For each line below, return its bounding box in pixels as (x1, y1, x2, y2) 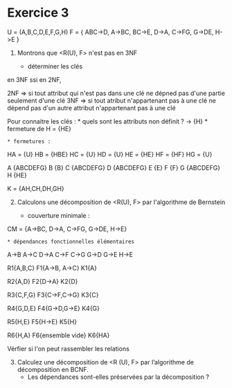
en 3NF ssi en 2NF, (7, 75, 62, 84)
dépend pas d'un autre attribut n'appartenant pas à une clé (7, 103, 176, 112)
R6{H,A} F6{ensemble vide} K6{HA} (7, 331, 110, 339)
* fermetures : (7, 137, 51, 145)
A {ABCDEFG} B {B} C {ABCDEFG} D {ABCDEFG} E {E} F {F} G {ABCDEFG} (7, 163, 220, 171)
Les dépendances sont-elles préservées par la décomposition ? (27, 373, 210, 381)
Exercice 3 (7, 5, 69, 21)
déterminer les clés (27, 62, 83, 70)
